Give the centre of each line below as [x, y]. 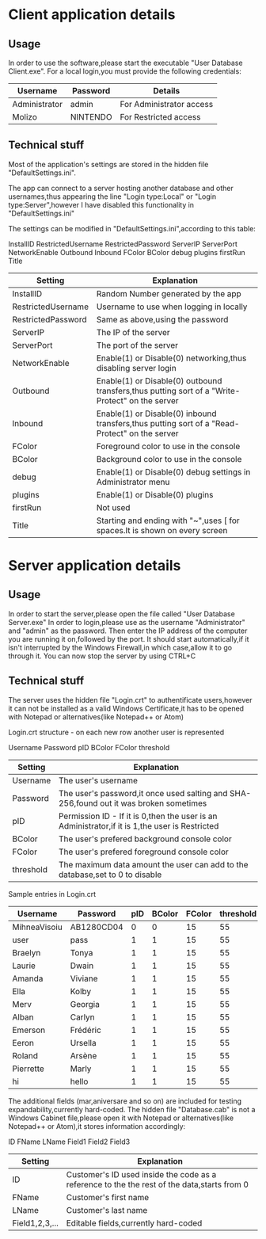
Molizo [25, 117]
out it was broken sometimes [154, 803]
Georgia [85, 1004]
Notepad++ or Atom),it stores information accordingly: [97, 1126]
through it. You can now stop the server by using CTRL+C [102, 656]
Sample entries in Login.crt [52, 894]
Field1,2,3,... [36, 1223]
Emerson [29, 1030]
